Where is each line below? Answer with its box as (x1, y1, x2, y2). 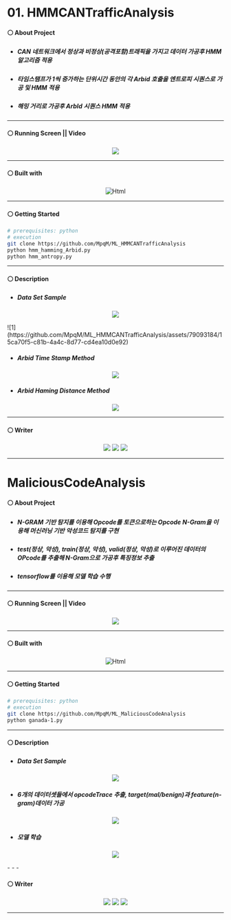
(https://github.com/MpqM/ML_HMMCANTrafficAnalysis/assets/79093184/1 (7, 331, 222, 339)
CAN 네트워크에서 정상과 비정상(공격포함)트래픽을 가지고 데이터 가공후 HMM (16, 47, 222, 56)
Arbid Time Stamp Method (16, 353, 95, 362)
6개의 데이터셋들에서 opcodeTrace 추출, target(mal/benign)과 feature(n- (16, 790, 222, 798)
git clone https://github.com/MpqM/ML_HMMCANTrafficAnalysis (7, 240, 186, 247)
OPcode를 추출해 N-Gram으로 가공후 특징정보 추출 (16, 554, 155, 562)
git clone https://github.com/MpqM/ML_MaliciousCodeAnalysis (7, 710, 186, 718)
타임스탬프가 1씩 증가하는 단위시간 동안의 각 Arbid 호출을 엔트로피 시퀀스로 (16, 74, 215, 83)
